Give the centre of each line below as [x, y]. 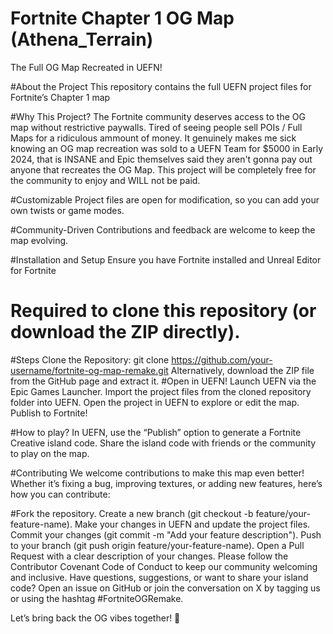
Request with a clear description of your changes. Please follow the [149, 556]
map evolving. [39, 240]
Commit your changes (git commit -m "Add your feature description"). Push [166, 534]
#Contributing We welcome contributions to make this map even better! [157, 473]
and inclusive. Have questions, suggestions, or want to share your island [159, 577]
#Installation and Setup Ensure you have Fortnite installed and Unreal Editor [166, 259]
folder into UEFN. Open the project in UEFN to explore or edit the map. [155, 402]
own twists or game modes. [67, 210]
